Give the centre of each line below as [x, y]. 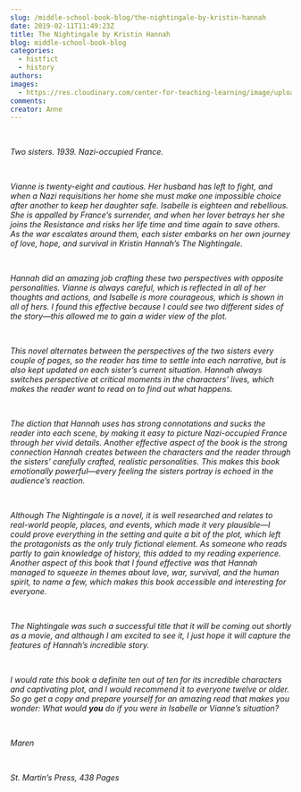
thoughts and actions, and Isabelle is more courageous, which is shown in [147, 297]
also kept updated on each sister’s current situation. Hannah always [136, 370]
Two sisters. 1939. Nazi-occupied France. [87, 152]
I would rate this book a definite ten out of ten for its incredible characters [146, 680]
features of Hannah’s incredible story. [80, 645]
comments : [29, 101]
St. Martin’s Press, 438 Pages [65, 778]
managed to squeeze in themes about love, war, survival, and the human [145, 573]
